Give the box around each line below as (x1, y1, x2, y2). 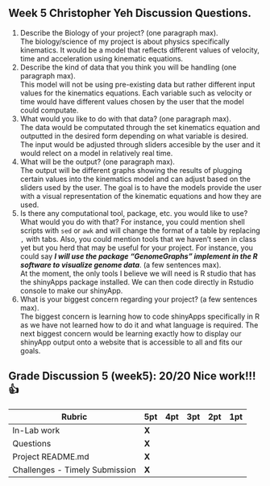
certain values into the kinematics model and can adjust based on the (19, 174, 251, 184)
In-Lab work (12, 425, 60, 436)
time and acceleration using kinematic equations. (19, 53, 184, 63)
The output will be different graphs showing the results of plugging (19, 165, 243, 175)
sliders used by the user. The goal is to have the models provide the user (19, 182, 262, 192)
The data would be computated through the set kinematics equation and (19, 122, 260, 132)
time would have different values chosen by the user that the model (19, 96, 244, 106)
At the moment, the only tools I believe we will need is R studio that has (19, 268, 256, 278)
